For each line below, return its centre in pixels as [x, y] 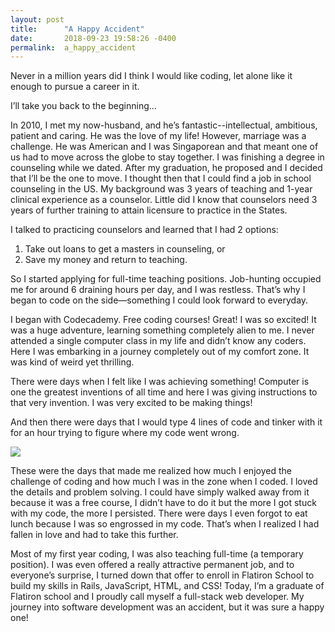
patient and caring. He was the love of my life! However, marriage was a [158, 136]
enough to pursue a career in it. [75, 87]
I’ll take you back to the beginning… [83, 106]
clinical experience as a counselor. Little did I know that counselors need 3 [164, 200]
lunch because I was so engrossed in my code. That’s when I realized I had [165, 524]
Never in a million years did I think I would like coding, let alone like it [151, 76]
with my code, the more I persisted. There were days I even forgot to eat [159, 513]
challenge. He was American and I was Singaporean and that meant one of [164, 147]
